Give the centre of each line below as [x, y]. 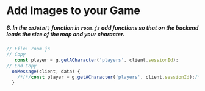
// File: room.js [28, 49]
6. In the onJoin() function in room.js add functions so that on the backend [103, 27]
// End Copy [21, 66]
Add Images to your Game [73, 11]
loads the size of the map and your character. [66, 34]
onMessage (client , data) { [46, 71]
